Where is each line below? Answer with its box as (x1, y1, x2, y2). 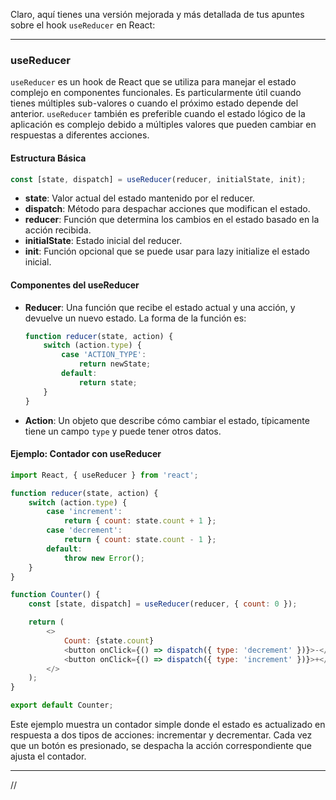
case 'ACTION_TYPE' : (61, 350, 147, 360)
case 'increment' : (46, 507, 123, 517)
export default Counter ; (10, 700, 114, 711)
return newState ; (78, 359, 152, 369)
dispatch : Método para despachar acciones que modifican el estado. (24, 203, 311, 215)
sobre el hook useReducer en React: (10, 19, 156, 31)
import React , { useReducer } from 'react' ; (10, 470, 199, 480)
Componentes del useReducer (10, 279, 140, 291)
